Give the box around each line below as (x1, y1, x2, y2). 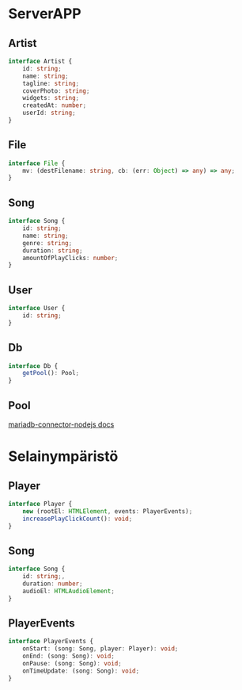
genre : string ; (22, 239, 73, 247)
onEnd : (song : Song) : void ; (22, 652, 115, 661)
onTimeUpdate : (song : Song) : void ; (22, 667, 140, 675)
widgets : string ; (22, 94, 80, 102)
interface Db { (8, 362, 59, 370)
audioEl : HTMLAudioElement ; (22, 587, 115, 595)
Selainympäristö (8, 447, 119, 466)
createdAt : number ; (22, 102, 87, 109)
